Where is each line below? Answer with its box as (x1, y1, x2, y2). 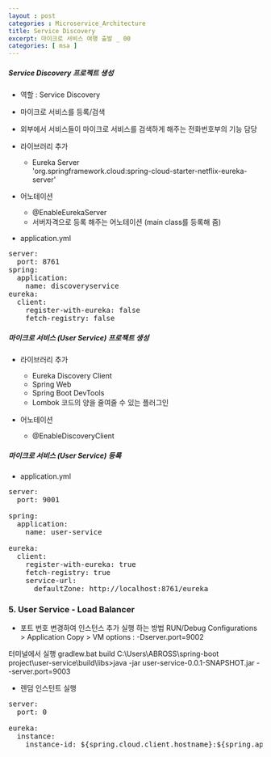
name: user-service (25, 527, 102, 537)
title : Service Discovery (8, 27, 95, 35)
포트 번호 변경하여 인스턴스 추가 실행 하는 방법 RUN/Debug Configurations (19, 624, 258, 633)
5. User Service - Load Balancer (8, 603, 135, 615)
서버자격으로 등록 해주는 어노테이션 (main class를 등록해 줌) (31, 218, 222, 227)
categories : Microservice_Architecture (8, 19, 147, 27)
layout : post (8, 11, 56, 20)
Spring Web (31, 379, 72, 389)
